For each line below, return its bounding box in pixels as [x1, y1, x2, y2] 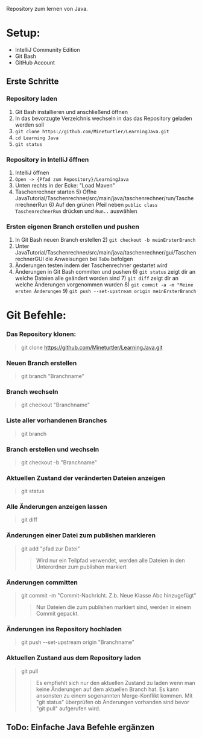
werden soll [14, 121, 44, 128]
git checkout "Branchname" [21, 401, 90, 409]
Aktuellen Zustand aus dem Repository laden [6, 654, 141, 662]
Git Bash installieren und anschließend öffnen [14, 108, 128, 115]
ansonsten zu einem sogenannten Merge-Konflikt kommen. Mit [36, 692, 193, 699]
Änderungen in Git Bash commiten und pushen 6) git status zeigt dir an [14, 268, 196, 276]
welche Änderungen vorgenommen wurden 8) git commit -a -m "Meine [14, 281, 194, 288]
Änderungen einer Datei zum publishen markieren [6, 531, 156, 540]
